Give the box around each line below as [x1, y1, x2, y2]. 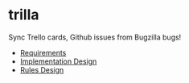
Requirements [19, 48, 67, 57]
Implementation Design [19, 56, 97, 66]
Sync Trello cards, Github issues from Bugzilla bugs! [8, 32, 182, 42]
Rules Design [19, 64, 64, 74]
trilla [8, 6, 39, 24]
